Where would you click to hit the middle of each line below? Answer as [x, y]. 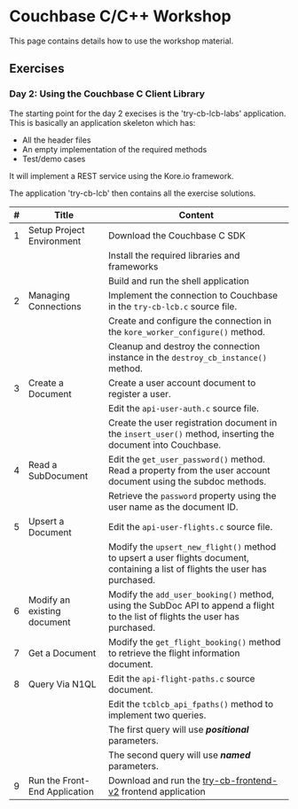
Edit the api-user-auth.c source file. [184, 408]
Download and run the [154, 780]
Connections [55, 306]
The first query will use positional [179, 729]
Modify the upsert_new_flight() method [192, 547]
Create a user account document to [182, 383]
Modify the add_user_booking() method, [191, 594]
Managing [49, 295]
